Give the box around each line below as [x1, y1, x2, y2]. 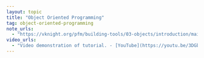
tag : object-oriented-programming [6, 20, 94, 26]
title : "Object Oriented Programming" [6, 14, 104, 21]
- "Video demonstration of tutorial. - [12, 43, 113, 49]
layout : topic [6, 8, 42, 15]
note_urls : [6, 25, 34, 32]
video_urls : [6, 37, 36, 43]
